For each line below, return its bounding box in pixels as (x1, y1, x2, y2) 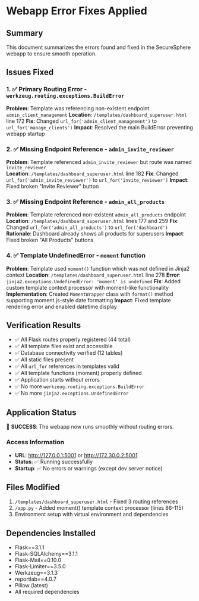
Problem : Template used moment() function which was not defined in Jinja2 (6, 265, 190, 272)
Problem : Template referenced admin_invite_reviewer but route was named (6, 158, 192, 165)
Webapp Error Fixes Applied (6, 4, 147, 18)
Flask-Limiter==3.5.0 (14, 563, 67, 570)
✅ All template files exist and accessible (14, 343, 113, 350)
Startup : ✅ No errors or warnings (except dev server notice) (14, 464, 163, 472)
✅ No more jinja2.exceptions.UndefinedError (14, 389, 129, 397)
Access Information (6, 438, 64, 447)
